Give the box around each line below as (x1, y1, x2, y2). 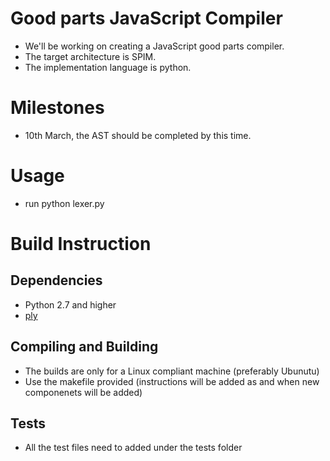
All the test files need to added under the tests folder (24, 442, 243, 454)
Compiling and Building (10, 338, 159, 356)
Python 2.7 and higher (24, 298, 117, 311)
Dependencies (10, 272, 103, 289)
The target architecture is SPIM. (24, 50, 157, 62)
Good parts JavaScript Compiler (10, 7, 283, 30)
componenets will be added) (24, 386, 143, 398)
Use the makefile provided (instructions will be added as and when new (24, 375, 320, 387)
